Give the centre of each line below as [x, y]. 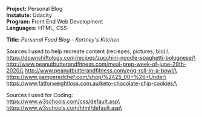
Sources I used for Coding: [40, 95]
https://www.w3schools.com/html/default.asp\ [64, 108]
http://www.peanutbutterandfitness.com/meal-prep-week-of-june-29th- [96, 64]
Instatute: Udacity [29, 15]
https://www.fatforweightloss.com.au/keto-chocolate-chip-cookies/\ [92, 83]
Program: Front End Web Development [55, 21]
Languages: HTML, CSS [37, 28]
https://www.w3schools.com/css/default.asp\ [63, 101]
